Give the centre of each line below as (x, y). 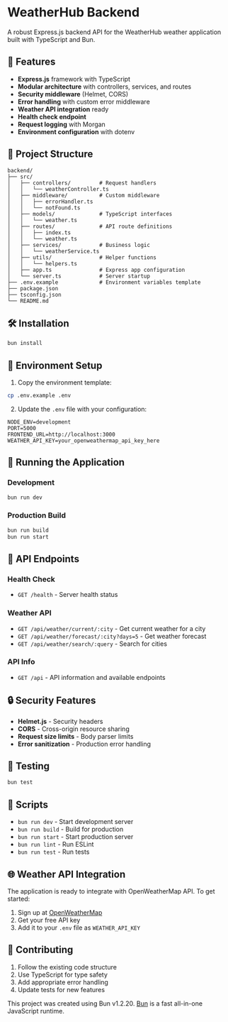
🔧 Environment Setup (55, 365)
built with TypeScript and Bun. (51, 39)
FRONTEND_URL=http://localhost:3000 (61, 434)
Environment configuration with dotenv (76, 131)
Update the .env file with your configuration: (82, 409)
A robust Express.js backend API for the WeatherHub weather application (114, 32)
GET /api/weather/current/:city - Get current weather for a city (112, 628)
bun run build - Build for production (70, 829)
